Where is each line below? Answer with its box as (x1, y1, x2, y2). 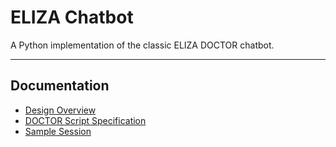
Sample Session (24, 125, 92, 137)
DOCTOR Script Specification (24, 114, 147, 126)
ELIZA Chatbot (10, 6, 134, 29)
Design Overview (24, 104, 97, 116)
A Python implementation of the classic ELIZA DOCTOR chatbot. (10, 39, 275, 51)
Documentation (10, 77, 110, 95)
